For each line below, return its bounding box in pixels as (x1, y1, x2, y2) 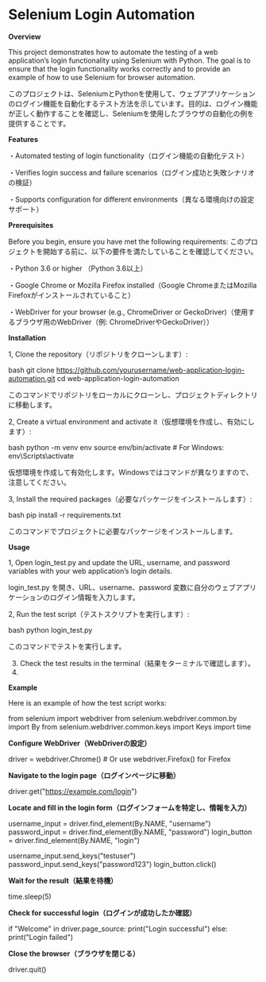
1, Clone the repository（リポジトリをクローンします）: (8, 349, 188, 359)
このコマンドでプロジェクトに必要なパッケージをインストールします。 (8, 526, 237, 536)
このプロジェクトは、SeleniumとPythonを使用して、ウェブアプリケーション (8, 89, 256, 98)
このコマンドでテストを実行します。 (8, 641, 126, 651)
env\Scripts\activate (8, 451, 74, 460)
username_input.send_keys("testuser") (8, 851, 137, 861)
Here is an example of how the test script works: (8, 698, 167, 707)
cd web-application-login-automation (56, 373, 180, 383)
